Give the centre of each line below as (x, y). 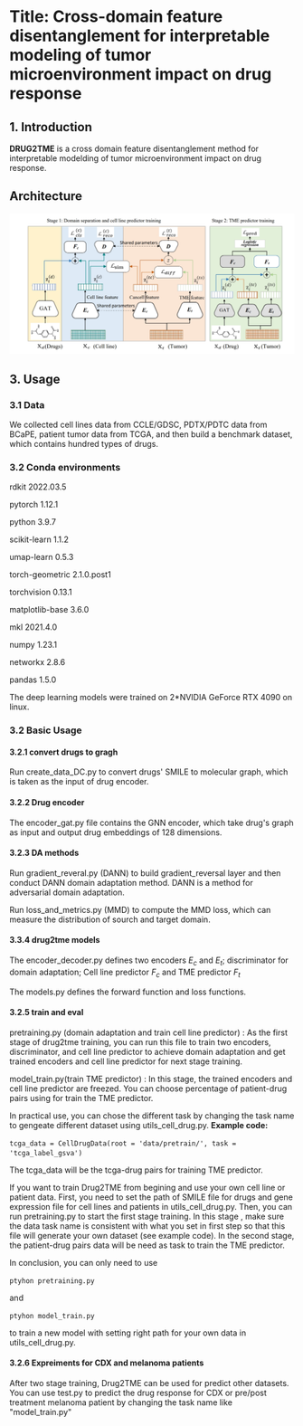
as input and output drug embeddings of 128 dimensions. (116, 832)
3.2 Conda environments (65, 467)
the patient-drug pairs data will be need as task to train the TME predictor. (147, 1245)
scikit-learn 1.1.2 (39, 539)
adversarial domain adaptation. (67, 892)
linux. (19, 707)
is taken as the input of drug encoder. (79, 782)
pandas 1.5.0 (33, 680)
